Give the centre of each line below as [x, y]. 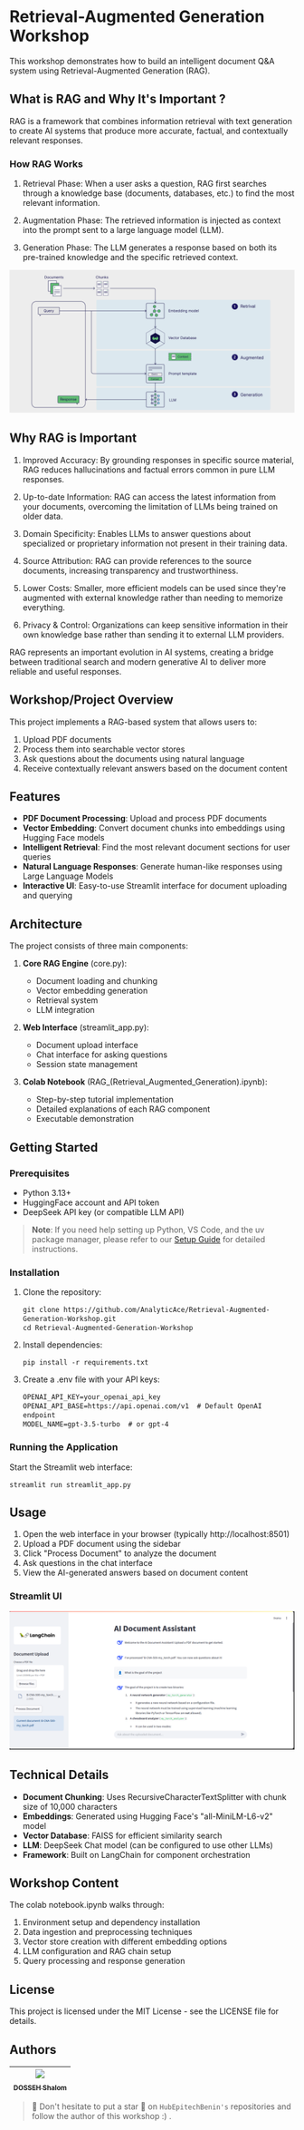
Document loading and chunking [97, 981]
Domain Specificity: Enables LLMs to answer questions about [137, 533]
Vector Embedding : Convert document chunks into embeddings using [153, 828]
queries [37, 857]
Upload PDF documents [67, 739]
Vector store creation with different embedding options [125, 1941]
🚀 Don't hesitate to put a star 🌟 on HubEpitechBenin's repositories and [161, 2106]
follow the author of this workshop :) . [101, 2115]
